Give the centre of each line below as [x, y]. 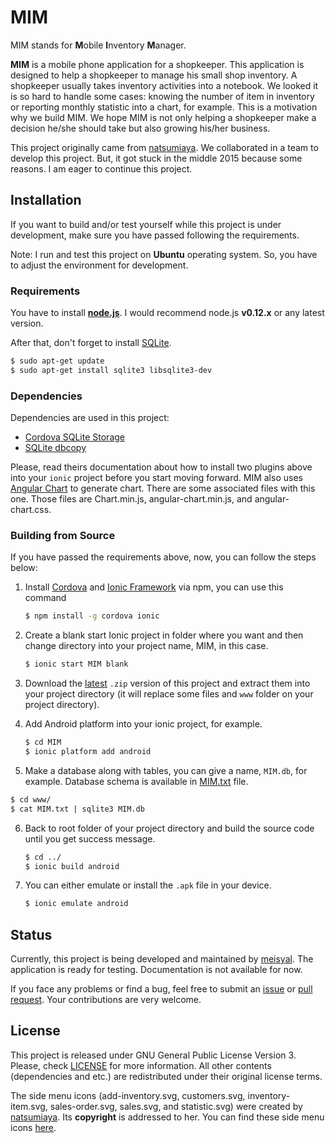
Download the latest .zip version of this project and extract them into [167, 683]
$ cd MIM [43, 742]
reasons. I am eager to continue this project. [101, 168]
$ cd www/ [31, 799]
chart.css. [31, 510]
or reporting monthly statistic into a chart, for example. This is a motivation [164, 107]
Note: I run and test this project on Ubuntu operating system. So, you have [164, 254]
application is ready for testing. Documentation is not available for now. [156, 970]
